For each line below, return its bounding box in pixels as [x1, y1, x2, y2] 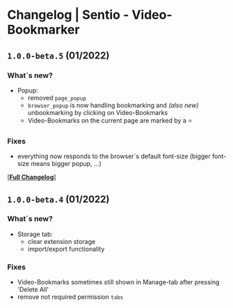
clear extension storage [27, 237, 96, 245]
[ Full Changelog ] [7, 173, 56, 181]
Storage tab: [17, 230, 54, 238]
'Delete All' [17, 286, 49, 294]
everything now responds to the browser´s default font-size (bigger [17, 152, 211, 160]
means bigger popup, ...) [31, 160, 102, 168]
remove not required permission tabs [17, 293, 124, 301]
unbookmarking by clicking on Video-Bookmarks [27, 108, 168, 116]
